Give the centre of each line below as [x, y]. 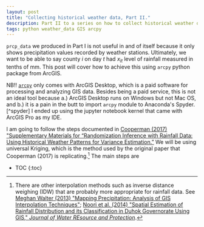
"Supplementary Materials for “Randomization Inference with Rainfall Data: [100, 136]
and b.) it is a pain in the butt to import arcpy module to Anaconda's [90, 104]
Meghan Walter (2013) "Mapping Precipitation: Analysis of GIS [93, 198]
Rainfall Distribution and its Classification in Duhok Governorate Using [102, 211]
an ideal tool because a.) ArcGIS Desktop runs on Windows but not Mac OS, [101, 98]
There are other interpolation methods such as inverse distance [94, 185]
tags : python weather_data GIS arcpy [54, 29]
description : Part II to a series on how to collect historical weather [100, 23]
